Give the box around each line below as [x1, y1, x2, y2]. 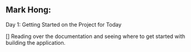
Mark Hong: [5, 5, 51, 15]
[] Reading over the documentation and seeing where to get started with [5, 33, 186, 40]
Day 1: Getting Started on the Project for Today [5, 21, 122, 28]
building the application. [5, 39, 66, 46]
